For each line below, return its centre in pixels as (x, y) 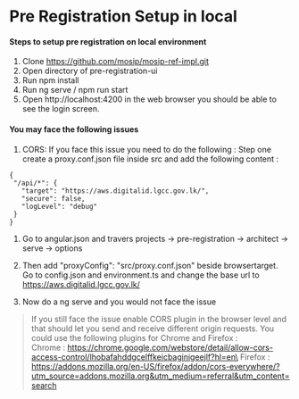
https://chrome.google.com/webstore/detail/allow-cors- (170, 347)
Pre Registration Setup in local (124, 17)
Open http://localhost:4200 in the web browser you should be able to (149, 99)
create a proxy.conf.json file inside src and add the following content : (150, 159)
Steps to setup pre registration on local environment (108, 41)
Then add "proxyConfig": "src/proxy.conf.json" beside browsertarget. (150, 265)
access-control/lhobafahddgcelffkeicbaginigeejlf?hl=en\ (134, 357)
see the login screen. (61, 109)
